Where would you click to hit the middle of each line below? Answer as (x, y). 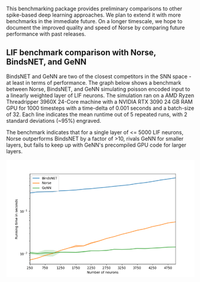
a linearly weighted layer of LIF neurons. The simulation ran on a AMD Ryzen (100, 95)
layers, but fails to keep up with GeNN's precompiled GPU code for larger (96, 145)
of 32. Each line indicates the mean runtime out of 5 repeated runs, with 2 (97, 114)
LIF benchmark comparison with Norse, (81, 53)
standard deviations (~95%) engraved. (54, 120)
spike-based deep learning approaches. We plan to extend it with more (93, 15)
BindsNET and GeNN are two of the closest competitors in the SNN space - (99, 76)
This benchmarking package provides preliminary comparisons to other (94, 9)
